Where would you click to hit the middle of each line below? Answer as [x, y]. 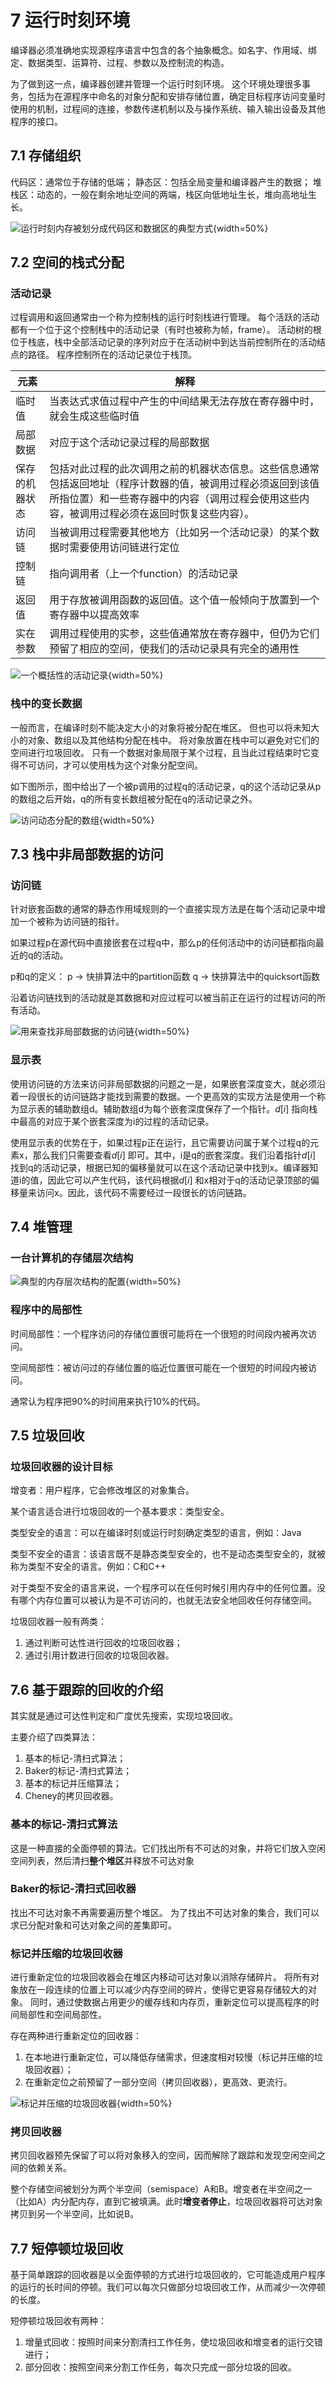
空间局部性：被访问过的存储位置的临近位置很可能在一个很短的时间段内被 [159, 1367]
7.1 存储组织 [46, 156]
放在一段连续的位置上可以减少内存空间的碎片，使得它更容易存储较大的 [163, 1990]
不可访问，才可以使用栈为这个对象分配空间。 [110, 765]
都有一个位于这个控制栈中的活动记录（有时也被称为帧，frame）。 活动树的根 [166, 330]
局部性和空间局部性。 [62, 2015]
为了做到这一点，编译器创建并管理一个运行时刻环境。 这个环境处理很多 [156, 83]
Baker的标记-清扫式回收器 [73, 1889]
